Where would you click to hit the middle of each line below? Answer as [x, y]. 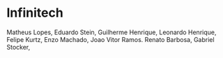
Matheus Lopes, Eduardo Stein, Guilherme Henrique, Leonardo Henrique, [111, 32]
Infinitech [35, 13]
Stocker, [18, 47]
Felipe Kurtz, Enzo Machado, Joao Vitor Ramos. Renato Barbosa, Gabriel [110, 39]
